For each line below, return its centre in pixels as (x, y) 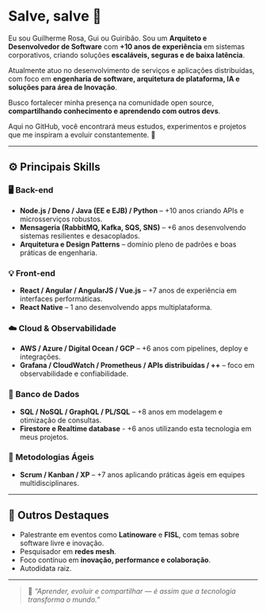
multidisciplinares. (49, 483)
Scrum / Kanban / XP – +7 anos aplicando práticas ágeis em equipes (132, 474)
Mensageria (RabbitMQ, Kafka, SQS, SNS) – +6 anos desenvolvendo (133, 227)
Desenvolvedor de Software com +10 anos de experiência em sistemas (127, 46)
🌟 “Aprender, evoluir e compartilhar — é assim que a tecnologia (131, 591)
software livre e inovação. (62, 543)
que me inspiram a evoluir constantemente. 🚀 (82, 135)
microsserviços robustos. (61, 219)
